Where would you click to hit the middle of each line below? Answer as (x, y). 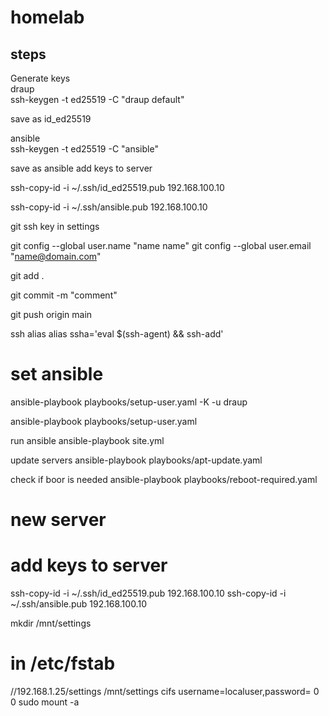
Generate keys (40, 78)
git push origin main (51, 314)
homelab (47, 17)
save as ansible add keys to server (81, 168)
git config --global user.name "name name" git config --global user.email (161, 245)
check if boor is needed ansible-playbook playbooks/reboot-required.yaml (164, 479)
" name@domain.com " (56, 256)
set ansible (57, 374)
